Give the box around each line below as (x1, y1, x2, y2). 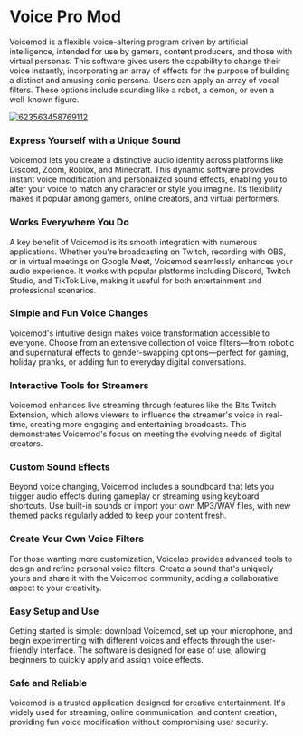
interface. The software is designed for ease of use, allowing (40, 645, 267, 655)
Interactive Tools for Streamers (9, 378, 149, 391)
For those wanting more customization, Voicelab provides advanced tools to (9, 553, 293, 564)
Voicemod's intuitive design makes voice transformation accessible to (9, 328, 270, 339)
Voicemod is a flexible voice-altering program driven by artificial (9, 36, 249, 47)
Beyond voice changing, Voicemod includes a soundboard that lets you (9, 482, 275, 492)
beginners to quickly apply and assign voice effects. (9, 655, 204, 665)
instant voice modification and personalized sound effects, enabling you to (9, 174, 288, 185)
